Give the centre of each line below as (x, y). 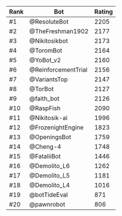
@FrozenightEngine (56, 128)
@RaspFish (45, 108)
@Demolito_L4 (50, 185)
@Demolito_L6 (50, 166)
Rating (103, 12)
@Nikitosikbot (49, 41)
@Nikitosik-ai (48, 118)
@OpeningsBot (50, 137)
